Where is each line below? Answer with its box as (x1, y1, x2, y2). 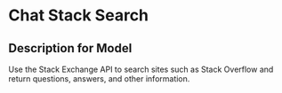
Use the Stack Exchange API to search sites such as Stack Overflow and (8, 64, 274, 74)
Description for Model (8, 41, 133, 56)
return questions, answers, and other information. (8, 74, 190, 84)
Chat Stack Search (8, 5, 149, 26)
